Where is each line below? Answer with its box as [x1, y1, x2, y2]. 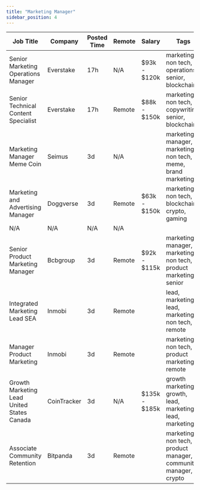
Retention [9, 459, 36, 467]
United [9, 400, 28, 409]
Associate [9, 444, 37, 452]
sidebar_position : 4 [6, 14, 58, 20]
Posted [87, 33, 108, 42]
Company [50, 37, 79, 45]
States [9, 408, 27, 417]
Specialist [9, 116, 37, 125]
